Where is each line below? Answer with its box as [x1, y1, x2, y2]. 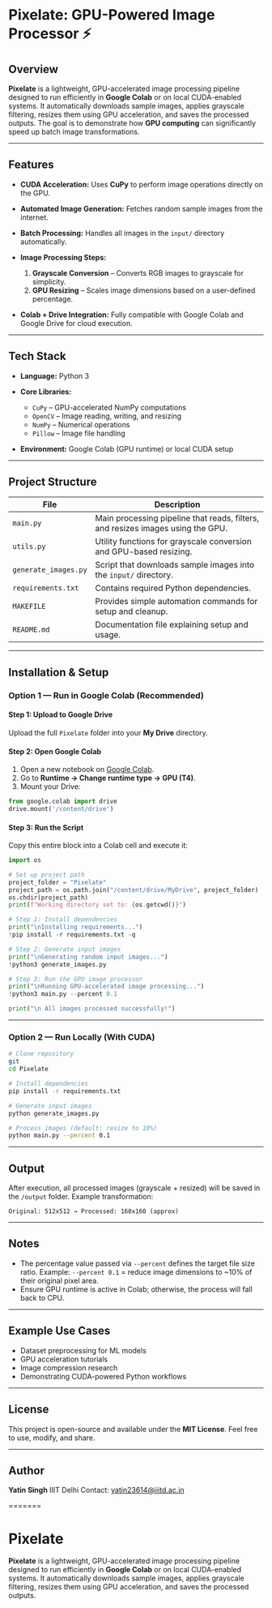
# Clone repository [8, 1050, 74, 1058]
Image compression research [19, 1362, 118, 1372]
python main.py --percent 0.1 [8, 1131, 111, 1140]
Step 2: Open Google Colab [8, 746, 102, 756]
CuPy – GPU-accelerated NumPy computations [32, 402, 187, 412]
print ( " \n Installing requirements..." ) [8, 923, 143, 932]
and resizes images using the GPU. [95, 523, 228, 534]
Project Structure [8, 475, 97, 489]
